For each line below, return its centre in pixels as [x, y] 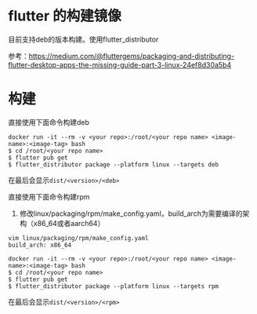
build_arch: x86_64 [40, 245]
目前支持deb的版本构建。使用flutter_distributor [83, 39]
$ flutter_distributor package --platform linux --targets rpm [114, 286]
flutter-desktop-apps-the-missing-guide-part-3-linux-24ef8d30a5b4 [120, 64]
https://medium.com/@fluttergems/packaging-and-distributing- [132, 56]
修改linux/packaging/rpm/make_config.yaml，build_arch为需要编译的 [131, 214]
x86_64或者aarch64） [69, 223]
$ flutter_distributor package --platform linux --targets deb [114, 164]
